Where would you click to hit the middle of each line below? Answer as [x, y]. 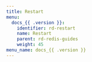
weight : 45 [30, 45]
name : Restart [34, 34]
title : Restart [25, 12]
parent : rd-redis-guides [47, 39]
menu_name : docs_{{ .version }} [46, 50]
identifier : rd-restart [46, 28]
